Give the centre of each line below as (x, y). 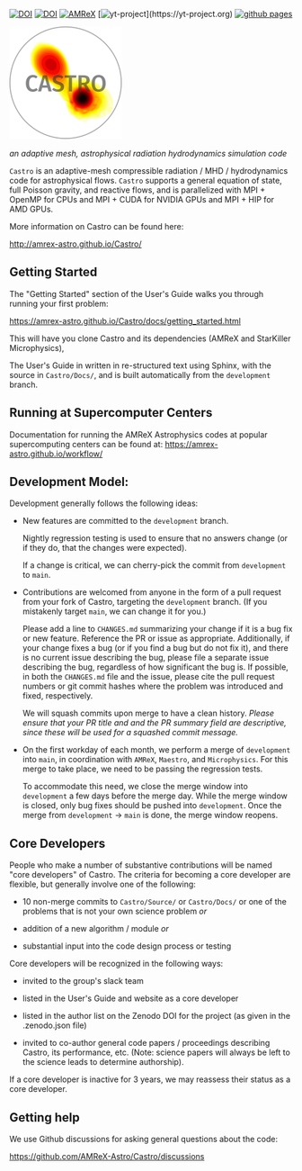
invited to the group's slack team (83, 981)
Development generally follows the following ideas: (104, 503)
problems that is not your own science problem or (115, 911)
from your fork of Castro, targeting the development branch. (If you (145, 602)
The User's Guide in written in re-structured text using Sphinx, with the (140, 365)
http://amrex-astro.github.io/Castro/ (75, 244)
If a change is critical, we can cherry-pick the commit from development (154, 565)
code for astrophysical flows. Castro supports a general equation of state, (146, 180)
